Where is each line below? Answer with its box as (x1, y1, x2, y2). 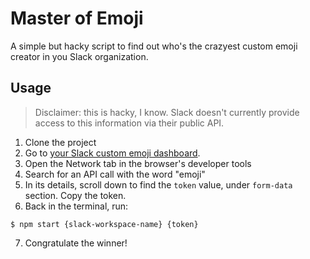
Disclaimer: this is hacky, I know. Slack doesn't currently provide (34, 106, 300, 118)
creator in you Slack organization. (10, 50, 149, 62)
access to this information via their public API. (34, 117, 225, 129)
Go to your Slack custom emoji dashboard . (24, 147, 201, 159)
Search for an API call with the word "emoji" (24, 168, 206, 180)
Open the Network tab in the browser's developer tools (24, 157, 252, 169)
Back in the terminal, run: (24, 200, 129, 212)
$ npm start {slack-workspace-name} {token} (10, 219, 199, 229)
